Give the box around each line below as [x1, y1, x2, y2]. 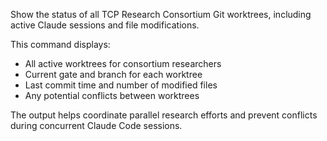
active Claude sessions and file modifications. [10, 19, 200, 31]
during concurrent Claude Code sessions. [10, 120, 183, 131]
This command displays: [10, 39, 111, 50]
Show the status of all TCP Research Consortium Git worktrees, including [10, 9, 312, 20]
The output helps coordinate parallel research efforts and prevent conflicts [10, 109, 318, 121]
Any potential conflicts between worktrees [24, 90, 200, 101]
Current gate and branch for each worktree [24, 69, 203, 80]
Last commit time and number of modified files [24, 79, 218, 91]
